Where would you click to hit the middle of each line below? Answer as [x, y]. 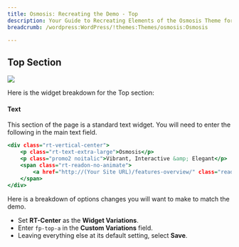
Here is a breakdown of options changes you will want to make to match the [118, 199]
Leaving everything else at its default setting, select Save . [102, 235]
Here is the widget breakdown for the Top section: [81, 93]
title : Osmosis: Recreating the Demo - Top [73, 14]
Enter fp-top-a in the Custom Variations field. [85, 228]
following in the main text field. [52, 132]
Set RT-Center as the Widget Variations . [78, 220]
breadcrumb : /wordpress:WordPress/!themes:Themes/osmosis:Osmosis [108, 27]
